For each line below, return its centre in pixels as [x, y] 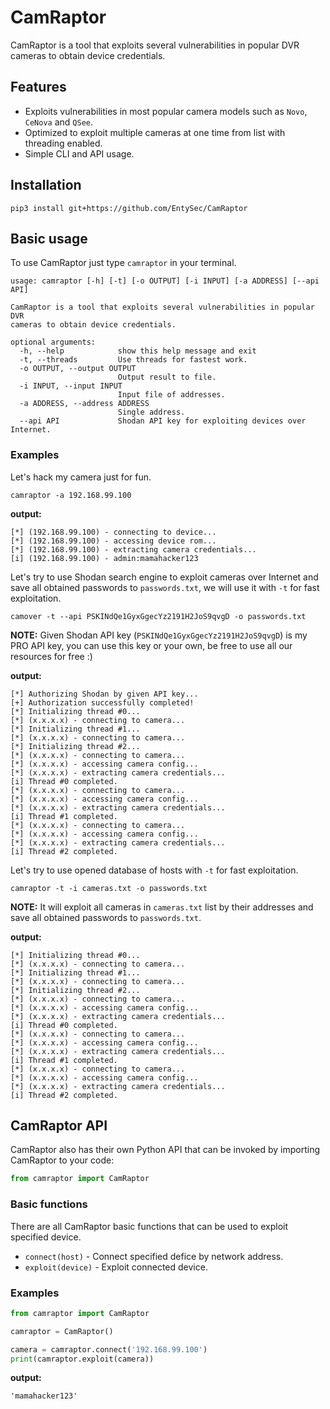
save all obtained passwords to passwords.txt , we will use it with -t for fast [165, 587]
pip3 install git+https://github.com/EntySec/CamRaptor [129, 208]
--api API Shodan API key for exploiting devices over [163, 421]
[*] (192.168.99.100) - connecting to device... [113, 532]
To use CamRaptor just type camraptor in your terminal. [123, 263]
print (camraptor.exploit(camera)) [82, 1359]
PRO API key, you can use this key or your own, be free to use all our [151, 645]
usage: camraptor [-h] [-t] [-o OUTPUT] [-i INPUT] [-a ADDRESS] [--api [165, 281]
